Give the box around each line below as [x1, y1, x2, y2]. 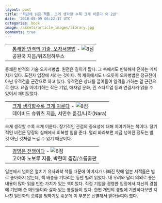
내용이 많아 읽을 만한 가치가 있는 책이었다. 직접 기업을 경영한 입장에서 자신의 [5, 181, 149, 186]
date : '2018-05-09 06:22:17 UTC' [5, 16, 73, 21]
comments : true [5, 30, 36, 35]
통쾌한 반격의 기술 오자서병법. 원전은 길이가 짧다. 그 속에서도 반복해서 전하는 [5, 66, 149, 72]
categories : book [5, 20, 40, 26]
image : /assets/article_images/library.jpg [5, 25, 95, 30]
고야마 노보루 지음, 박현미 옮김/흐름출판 [12, 155, 97, 162]
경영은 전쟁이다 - [12, 148, 50, 154]
